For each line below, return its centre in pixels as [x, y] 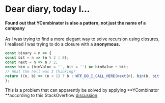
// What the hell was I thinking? [41, 71]
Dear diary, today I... [47, 9]
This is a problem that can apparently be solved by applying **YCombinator [82, 90]
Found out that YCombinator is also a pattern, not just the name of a [76, 23]
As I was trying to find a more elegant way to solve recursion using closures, [82, 39]
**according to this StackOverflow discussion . [52, 95]
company [15, 28]
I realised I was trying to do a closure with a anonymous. [63, 44]
